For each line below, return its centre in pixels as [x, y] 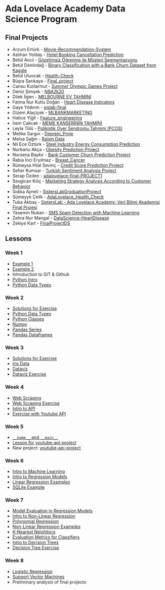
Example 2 [23, 269]
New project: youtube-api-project [46, 448]
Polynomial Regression [36, 522]
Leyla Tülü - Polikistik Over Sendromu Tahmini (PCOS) [67, 128]
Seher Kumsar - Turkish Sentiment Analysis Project [64, 171]
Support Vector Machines [38, 577]
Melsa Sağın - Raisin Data [39, 139]
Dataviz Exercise [29, 374]
